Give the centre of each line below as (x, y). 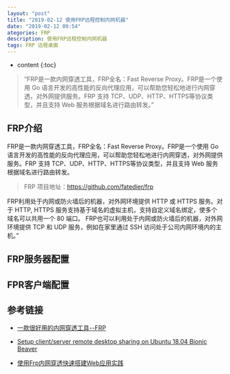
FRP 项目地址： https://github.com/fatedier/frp (89, 187)
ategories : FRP (29, 33)
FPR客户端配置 (38, 284)
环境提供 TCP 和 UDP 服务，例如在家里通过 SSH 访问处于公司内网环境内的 (112, 226)
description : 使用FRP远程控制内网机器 (57, 39)
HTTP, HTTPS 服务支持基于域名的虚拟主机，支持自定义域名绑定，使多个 (116, 209)
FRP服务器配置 (38, 259)
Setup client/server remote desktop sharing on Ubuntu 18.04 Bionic (112, 342)
